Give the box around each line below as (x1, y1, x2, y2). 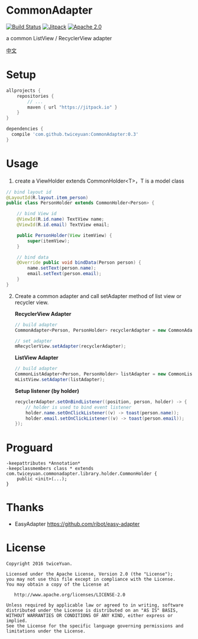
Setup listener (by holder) (14, 387, 80, 394)
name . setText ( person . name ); (27, 265, 96, 271)
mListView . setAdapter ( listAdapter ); (14, 377, 105, 383)
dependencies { (6, 126, 44, 132)
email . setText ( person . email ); (27, 271, 102, 277)
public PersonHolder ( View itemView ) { (17, 232, 112, 238)
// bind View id (17, 211, 57, 217)
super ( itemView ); (27, 238, 70, 244)
